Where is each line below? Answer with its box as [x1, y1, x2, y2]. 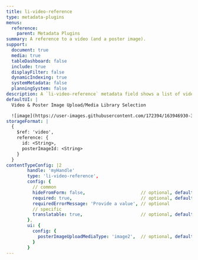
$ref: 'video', [16, 129, 54, 135]
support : [6, 42, 28, 48]
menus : [6, 19, 22, 25]
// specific [32, 206, 62, 212]
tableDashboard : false [11, 58, 67, 64]
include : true [11, 63, 46, 70]
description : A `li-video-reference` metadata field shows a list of [6, 91, 181, 97]
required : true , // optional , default [32, 195, 194, 201]
